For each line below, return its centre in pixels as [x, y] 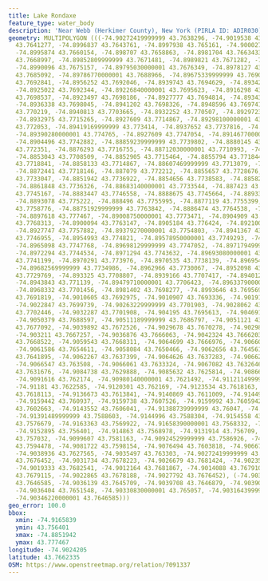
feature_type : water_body [51, 23]
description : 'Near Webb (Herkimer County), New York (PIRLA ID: [119, 30]
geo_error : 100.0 [37, 505]
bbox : [17, 513]
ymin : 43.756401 [42, 528]
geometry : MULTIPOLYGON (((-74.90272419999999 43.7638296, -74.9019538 [130, 38]
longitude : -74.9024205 [48, 550]
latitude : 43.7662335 [44, 557]
